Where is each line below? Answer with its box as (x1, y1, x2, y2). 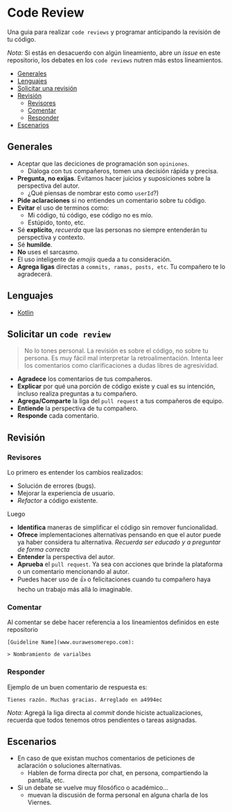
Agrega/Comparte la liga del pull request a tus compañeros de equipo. (17, 397, 224, 405)
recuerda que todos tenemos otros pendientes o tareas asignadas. (7, 716, 197, 724)
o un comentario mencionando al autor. (17, 567, 130, 576)
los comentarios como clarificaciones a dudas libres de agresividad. (24, 362, 219, 370)
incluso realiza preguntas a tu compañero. (17, 389, 138, 398)
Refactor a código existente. (17, 497, 98, 505)
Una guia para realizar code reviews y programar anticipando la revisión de (7, 28, 221, 36)
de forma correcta (17, 545, 70, 554)
